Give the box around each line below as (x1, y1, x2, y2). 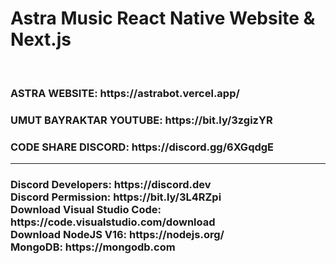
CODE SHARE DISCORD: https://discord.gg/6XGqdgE (10, 140, 275, 154)
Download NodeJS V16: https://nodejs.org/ (10, 228, 225, 241)
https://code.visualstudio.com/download (10, 215, 216, 229)
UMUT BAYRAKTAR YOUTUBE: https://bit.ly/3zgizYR (10, 113, 273, 127)
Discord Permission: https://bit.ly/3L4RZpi (10, 190, 222, 204)
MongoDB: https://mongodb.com (10, 240, 176, 254)
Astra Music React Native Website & (10, 7, 316, 30)
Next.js (10, 28, 72, 51)
